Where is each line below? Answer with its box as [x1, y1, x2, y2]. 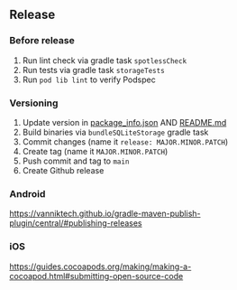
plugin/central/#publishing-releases [9, 218, 142, 229]
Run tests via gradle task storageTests [22, 64, 165, 75]
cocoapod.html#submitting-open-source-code [9, 270, 184, 281]
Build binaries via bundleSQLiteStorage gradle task [22, 126, 209, 137]
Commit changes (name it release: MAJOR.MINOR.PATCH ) [22, 136, 229, 147]
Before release [9, 34, 75, 47]
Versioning [9, 97, 59, 109]
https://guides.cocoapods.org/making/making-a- [9, 261, 192, 272]
